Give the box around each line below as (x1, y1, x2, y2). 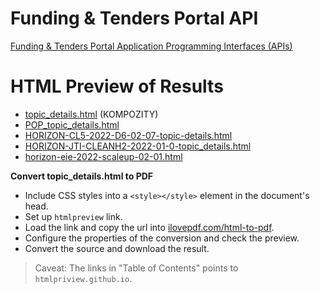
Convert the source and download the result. (24, 242, 210, 254)
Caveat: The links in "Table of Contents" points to (34, 262, 239, 274)
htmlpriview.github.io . (34, 272, 133, 284)
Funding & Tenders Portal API (10, 7, 259, 30)
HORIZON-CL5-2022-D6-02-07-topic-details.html (24, 129, 233, 141)
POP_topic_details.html (24, 118, 120, 131)
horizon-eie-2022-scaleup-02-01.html (24, 150, 183, 162)
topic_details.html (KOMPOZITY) (24, 108, 159, 120)
